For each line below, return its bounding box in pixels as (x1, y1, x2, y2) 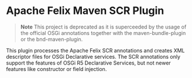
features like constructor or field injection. (6, 65, 107, 72)
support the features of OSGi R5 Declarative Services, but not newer (6, 59, 171, 66)
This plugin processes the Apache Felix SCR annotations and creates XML (6, 47, 186, 54)
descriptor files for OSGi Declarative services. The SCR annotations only (6, 53, 180, 60)
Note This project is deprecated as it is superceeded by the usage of (20, 23, 187, 30)
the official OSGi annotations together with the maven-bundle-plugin (20, 29, 186, 36)
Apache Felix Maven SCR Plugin (6, 4, 164, 17)
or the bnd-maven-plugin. (20, 36, 83, 42)
